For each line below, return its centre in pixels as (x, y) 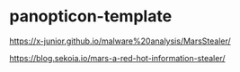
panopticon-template (91, 16)
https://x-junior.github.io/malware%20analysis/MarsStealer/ (120, 41)
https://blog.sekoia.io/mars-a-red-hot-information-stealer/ (117, 58)
